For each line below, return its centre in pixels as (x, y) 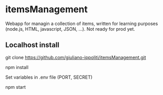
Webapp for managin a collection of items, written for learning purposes (82, 23)
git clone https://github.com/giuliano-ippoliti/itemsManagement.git (76, 57)
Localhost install (32, 45)
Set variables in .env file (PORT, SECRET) (49, 77)
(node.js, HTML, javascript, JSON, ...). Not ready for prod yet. (70, 29)
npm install (17, 67)
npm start (16, 87)
